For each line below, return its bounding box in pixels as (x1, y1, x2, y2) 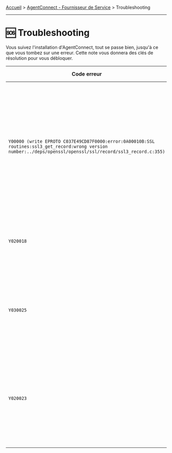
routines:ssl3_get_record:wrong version (8, 143, 108, 149)
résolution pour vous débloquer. (6, 55, 73, 61)
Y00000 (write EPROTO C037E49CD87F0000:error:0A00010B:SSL (8, 138, 155, 144)
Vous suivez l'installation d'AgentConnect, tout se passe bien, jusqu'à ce (6, 44, 159, 50)
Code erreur (71, 70, 102, 77)
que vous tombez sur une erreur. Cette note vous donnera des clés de (6, 50, 154, 56)
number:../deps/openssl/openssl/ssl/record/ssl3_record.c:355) (8, 148, 165, 154)
